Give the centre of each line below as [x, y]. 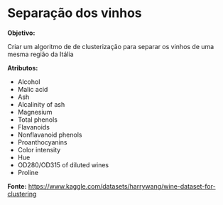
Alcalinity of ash [41, 104]
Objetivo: [21, 33]
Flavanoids [33, 127]
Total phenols [38, 120]
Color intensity [39, 149]
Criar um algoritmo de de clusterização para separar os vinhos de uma [111, 46]
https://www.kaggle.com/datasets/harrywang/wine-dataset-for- [122, 186]
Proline [28, 172]
